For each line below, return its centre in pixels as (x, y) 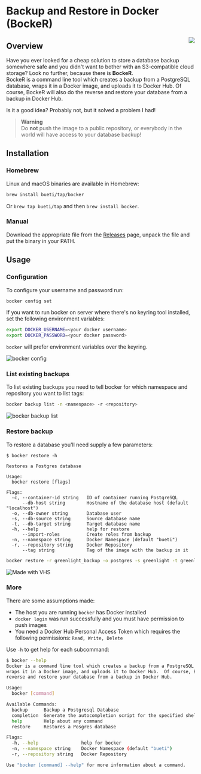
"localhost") (22, 508)
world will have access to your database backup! (81, 134)
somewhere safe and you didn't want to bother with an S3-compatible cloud (100, 67)
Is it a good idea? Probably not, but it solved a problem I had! (81, 110)
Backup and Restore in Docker (83, 11)
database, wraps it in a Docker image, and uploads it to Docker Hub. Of (94, 86)
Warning (32, 122)
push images (31, 625)
